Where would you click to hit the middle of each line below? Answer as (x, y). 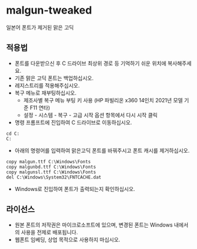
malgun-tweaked (49, 10)
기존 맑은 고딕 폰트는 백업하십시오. (54, 78)
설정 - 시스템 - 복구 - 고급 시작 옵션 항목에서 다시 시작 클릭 (91, 115)
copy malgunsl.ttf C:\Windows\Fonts (51, 172)
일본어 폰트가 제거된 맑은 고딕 (40, 27)
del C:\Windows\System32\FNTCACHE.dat (54, 177)
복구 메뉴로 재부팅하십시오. (45, 93)
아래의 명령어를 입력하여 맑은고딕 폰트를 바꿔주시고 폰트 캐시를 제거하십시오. (102, 150)
